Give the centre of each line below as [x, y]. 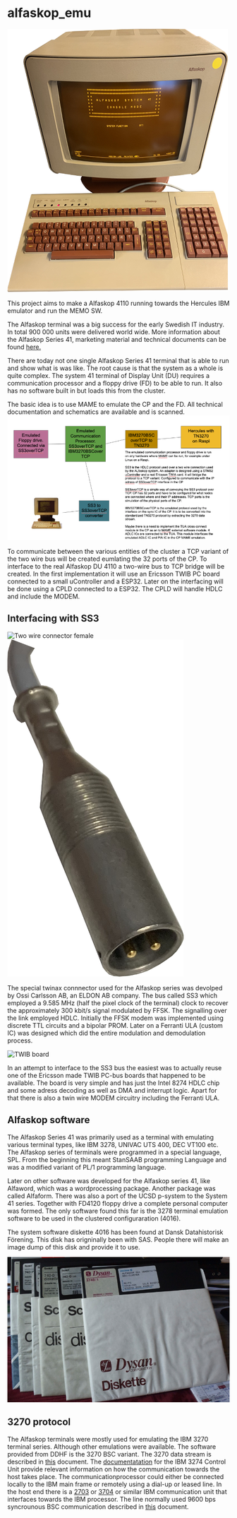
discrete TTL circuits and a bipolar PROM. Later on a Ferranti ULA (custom [115, 1025]
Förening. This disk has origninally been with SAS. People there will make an [118, 1239]
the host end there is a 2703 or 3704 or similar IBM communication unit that [117, 1491]
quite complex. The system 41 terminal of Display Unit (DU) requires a [109, 375]
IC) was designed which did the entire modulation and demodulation [107, 1033]
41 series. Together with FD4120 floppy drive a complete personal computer [117, 1203]
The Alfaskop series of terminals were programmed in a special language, [115, 1152]
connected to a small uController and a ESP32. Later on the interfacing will [115, 581]
